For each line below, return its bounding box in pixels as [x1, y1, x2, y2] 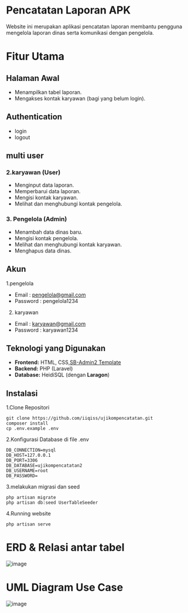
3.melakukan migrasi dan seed [6, 483, 80, 490]
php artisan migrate [6, 494, 57, 501]
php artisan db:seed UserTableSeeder [6, 500, 98, 506]
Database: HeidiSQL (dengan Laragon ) [14, 371, 110, 379]
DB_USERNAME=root [6, 468, 49, 474]
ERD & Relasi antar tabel [6, 541, 125, 554]
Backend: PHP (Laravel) [14, 365, 73, 372]
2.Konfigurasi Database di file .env [6, 436, 90, 443]
